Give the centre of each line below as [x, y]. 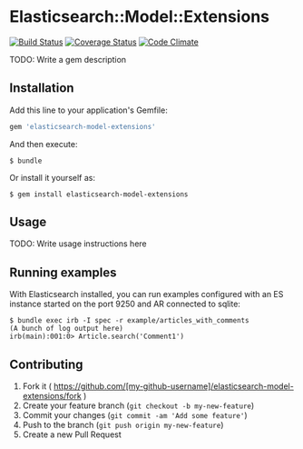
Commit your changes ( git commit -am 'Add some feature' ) [135, 415]
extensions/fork [52, 396]
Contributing [46, 364]
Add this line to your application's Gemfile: [88, 110]
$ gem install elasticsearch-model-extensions [99, 194]
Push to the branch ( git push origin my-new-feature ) [123, 425]
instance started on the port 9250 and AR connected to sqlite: [125, 304]
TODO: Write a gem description [68, 59]
